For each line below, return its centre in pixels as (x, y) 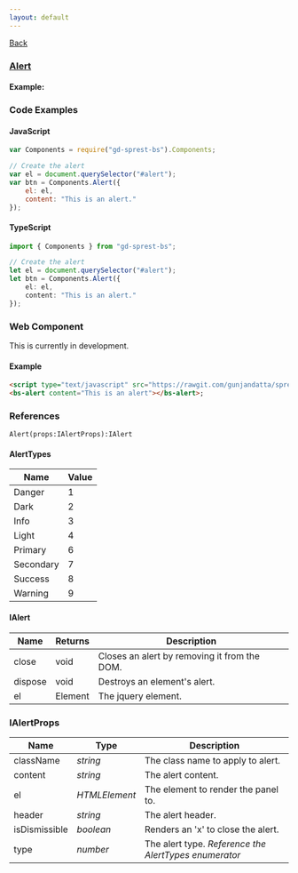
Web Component (47, 326)
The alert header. (181, 814)
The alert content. (182, 774)
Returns (73, 641)
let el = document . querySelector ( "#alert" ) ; (93, 271)
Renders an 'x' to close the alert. (212, 829)
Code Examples (43, 110)
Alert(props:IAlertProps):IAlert (71, 435)
